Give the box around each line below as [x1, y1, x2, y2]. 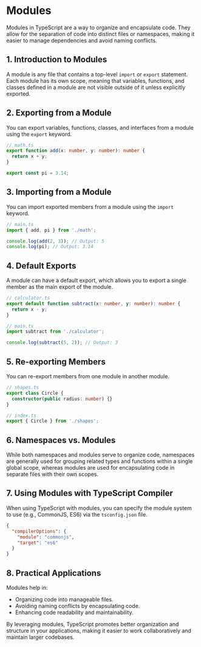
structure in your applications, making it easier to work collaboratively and [6, 627, 191, 634]
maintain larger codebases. [6, 633, 75, 640]
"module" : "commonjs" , [17, 534, 75, 540]
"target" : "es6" [17, 540, 59, 546]
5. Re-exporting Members [6, 356, 106, 367]
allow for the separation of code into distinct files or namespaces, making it [6, 30, 195, 37]
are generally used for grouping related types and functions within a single [6, 458, 193, 465]
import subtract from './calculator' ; [6, 328, 104, 335]
